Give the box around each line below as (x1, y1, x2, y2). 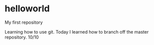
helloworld (4, 3, 50, 14)
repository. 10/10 (4, 34, 39, 40)
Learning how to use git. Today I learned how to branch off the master (4, 29, 149, 35)
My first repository (4, 19, 43, 25)
